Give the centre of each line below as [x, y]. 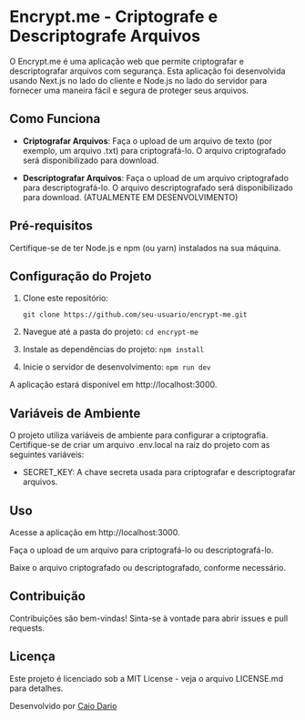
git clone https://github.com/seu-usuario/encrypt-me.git [135, 315]
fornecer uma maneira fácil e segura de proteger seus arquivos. [129, 90]
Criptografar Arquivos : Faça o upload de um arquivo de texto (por [147, 141]
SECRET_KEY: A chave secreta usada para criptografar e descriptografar [159, 472]
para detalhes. [36, 688]
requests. [27, 628]
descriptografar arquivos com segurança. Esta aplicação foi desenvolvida [147, 71]
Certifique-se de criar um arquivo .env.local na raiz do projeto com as [140, 445]
